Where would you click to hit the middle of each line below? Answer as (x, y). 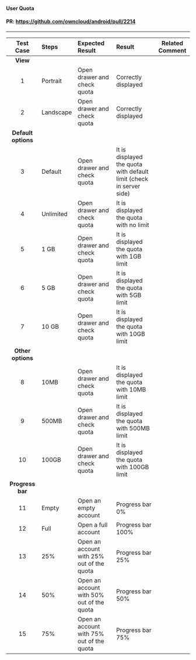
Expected (91, 43)
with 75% (91, 634)
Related (172, 43)
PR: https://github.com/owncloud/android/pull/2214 (71, 22)
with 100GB (132, 467)
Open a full (93, 525)
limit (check (132, 178)
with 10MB (131, 389)
